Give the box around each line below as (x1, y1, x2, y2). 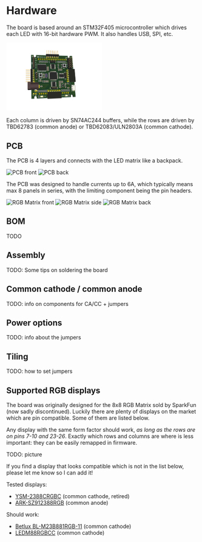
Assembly (6, 250, 45, 260)
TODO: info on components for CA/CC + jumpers (6, 300, 129, 307)
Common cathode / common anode (6, 284, 143, 294)
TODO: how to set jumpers (6, 367, 73, 375)
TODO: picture (6, 451, 42, 458)
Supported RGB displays (6, 385, 101, 395)
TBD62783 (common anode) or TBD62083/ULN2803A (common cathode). (6, 123, 194, 131)
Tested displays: (6, 481, 47, 488)
